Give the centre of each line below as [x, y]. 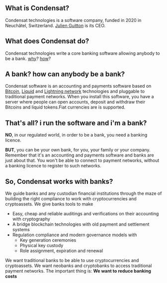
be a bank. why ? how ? [28, 58]
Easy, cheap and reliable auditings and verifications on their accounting [85, 214]
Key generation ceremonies [48, 240]
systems [21, 230]
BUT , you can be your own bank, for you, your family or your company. [78, 150]
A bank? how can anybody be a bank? [65, 74]
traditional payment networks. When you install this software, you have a [80, 97]
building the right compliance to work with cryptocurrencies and [71, 199]
